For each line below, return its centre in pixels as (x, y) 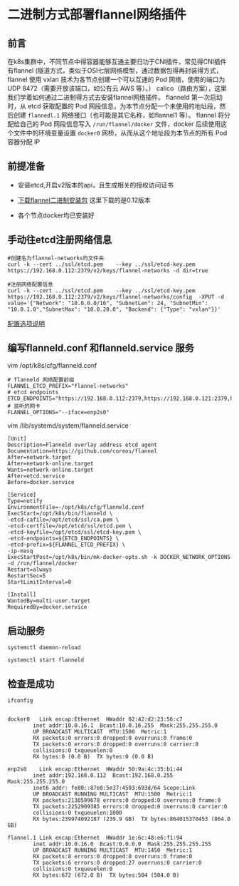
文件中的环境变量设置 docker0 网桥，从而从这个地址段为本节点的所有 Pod (120, 133)
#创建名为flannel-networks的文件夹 (56, 258)
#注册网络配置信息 (30, 284)
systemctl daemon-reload (44, 648)
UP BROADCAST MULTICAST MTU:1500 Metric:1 (100, 732)
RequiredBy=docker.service (47, 607)
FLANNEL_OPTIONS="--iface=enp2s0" (59, 413)
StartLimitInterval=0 (39, 582)
